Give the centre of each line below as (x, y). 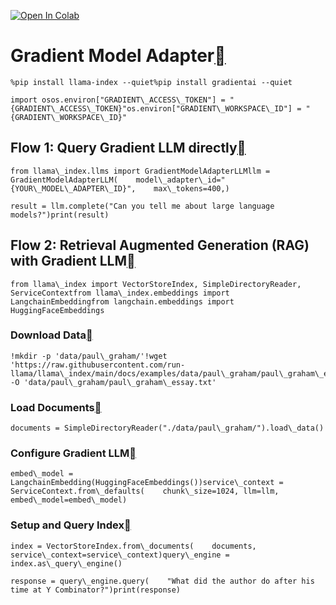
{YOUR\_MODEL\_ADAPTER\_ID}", (73, 188)
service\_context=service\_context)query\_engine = (120, 555)
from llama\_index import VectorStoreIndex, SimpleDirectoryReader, (156, 284)
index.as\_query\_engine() (66, 563)
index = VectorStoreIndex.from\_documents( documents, (133, 546)
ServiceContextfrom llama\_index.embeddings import (120, 293)
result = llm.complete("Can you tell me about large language (142, 206)
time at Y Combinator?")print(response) (96, 590)
